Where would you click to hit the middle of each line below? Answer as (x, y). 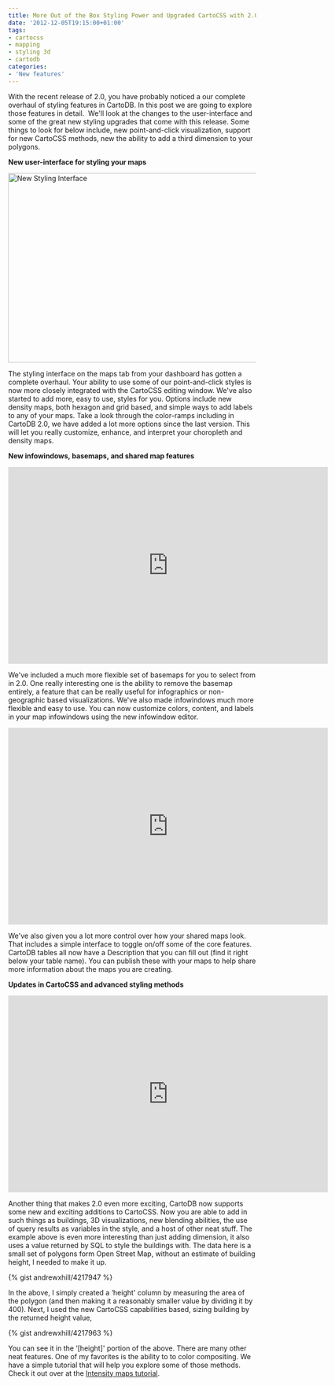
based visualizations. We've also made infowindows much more (150, 700)
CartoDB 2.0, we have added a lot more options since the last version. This (129, 424)
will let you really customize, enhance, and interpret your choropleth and (125, 432)
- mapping (24, 45)
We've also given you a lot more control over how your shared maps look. (127, 936)
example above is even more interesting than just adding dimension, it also (129, 1236)
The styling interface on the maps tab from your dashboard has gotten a (125, 373)
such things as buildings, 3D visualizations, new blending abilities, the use (128, 1220)
